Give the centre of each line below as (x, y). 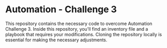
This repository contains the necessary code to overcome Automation (79, 23)
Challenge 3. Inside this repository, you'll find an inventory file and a (77, 29)
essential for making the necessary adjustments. (56, 40)
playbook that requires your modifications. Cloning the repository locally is (84, 34)
